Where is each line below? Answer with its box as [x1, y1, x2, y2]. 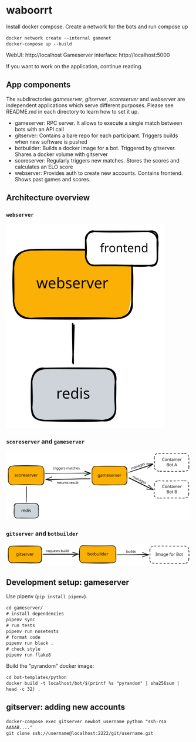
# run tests [6, 622, 35, 628]
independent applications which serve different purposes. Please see [6, 101, 174, 109]
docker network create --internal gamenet [6, 35, 111, 41]
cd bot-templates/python [6, 674, 67, 680]
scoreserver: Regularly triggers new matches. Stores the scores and [14, 157, 180, 164]
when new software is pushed [14, 138, 88, 145]
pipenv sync [6, 617, 35, 622]
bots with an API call [14, 125, 65, 132]
